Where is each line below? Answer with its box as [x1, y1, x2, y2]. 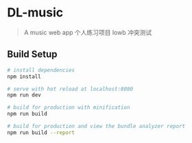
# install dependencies [7, 66, 75, 73]
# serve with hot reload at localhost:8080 [7, 86, 134, 92]
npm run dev [7, 92, 41, 99]
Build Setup [7, 49, 58, 60]
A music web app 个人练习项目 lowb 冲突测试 [23, 28, 152, 36]
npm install [7, 73, 41, 80]
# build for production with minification [7, 104, 130, 111]
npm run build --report [7, 129, 75, 136]
